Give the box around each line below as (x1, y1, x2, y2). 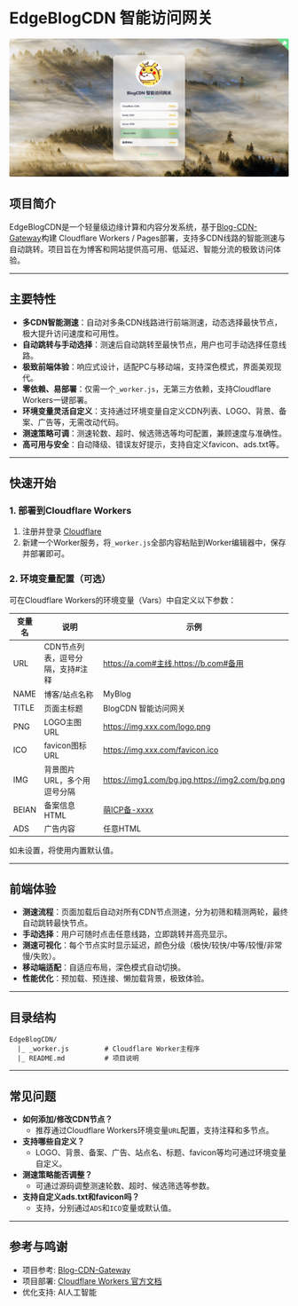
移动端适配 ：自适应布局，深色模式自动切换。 (21, 962, 186, 972)
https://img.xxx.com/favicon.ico (103, 744, 219, 755)
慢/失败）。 (21, 951, 60, 962)
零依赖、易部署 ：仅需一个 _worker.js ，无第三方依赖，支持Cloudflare (21, 383, 271, 394)
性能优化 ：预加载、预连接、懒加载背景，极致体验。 (21, 973, 209, 984)
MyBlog (103, 688, 131, 699)
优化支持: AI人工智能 (21, 1286, 98, 1297)
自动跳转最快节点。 (21, 917, 93, 928)
